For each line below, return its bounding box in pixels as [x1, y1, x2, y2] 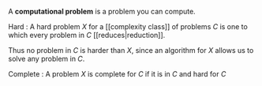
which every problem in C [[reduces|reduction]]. [8, 31, 166, 39]
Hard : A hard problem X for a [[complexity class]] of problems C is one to [8, 22, 249, 31]
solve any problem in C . [8, 54, 85, 63]
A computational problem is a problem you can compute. [8, 7, 196, 16]
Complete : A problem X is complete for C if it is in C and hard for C [8, 69, 226, 78]
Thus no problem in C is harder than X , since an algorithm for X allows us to [8, 46, 254, 54]
